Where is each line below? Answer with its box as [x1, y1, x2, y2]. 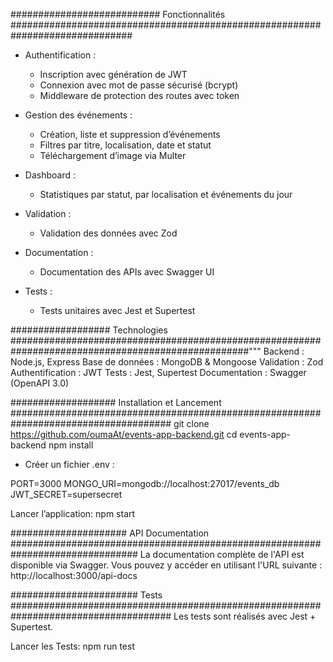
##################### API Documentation [10, 527, 210, 539]
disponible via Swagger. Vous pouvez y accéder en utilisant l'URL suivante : [10, 559, 323, 571]
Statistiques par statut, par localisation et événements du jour [39, 189, 293, 200]
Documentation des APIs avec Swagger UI [39, 266, 215, 278]
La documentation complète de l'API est [139, 549, 305, 560]
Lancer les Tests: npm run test [10, 640, 135, 652]
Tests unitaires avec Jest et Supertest [39, 305, 196, 316]
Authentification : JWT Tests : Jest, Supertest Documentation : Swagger [10, 367, 307, 378]
